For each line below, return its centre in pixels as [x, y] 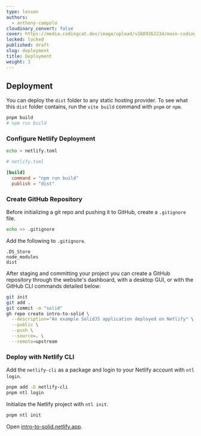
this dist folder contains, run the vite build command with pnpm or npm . [94, 107]
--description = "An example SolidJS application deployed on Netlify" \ [103, 319]
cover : [14, 34]
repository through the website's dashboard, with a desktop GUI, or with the [100, 279]
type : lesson [22, 12]
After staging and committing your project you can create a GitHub [88, 273]
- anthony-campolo [35, 23]
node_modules [22, 257]
